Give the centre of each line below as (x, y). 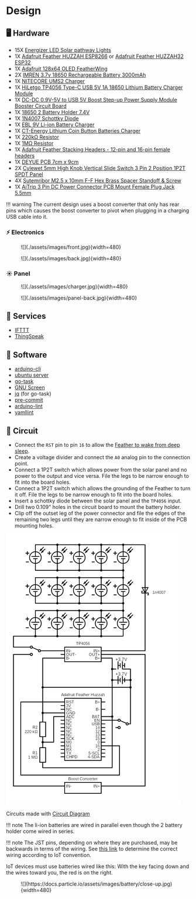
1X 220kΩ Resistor (37, 137)
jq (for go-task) (33, 394)
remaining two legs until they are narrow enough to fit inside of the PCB (101, 519)
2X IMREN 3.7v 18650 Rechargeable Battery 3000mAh (80, 75)
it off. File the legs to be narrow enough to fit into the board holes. (94, 495)
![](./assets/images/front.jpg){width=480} (71, 247)
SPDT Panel (29, 174)
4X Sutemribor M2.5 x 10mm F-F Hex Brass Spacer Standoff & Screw (98, 180)
